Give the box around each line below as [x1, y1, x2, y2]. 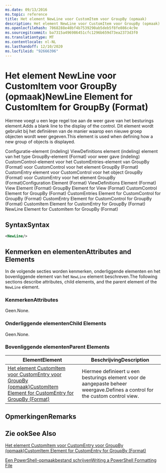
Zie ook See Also [5, 429, 56, 438]
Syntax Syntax [5, 221, 50, 229]
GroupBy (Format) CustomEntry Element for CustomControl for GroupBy [5, 196, 152, 202]
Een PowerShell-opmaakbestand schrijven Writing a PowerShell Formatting [5, 457, 157, 463]
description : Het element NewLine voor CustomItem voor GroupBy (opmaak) [5, 21, 161, 26]
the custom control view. [82, 392, 139, 399]
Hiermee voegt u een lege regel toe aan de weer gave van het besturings [5, 118, 154, 124]
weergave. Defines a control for [82, 386, 154, 393]
